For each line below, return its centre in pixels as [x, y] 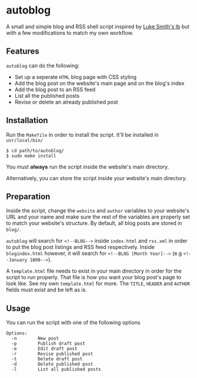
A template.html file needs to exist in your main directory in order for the [94, 271]
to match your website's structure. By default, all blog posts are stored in [94, 223]
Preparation [28, 196]
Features [23, 52]
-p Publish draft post [48, 344]
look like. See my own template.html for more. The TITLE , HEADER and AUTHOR [98, 284]
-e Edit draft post [44, 349]
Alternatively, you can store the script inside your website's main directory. [96, 178]
